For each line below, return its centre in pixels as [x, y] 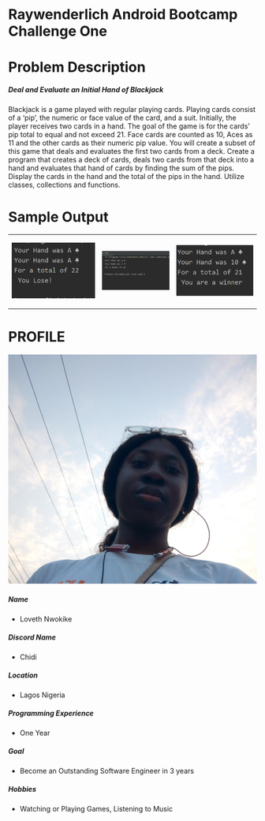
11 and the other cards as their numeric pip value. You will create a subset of [132, 143]
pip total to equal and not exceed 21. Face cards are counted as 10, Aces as [131, 135]
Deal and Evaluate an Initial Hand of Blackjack [86, 89]
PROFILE [37, 337]
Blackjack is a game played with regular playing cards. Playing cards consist [132, 110]
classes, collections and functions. [64, 185]
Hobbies [22, 789]
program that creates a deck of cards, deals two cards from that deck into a [131, 160]
